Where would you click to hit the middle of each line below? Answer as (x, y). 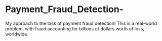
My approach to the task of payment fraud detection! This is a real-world (81, 23)
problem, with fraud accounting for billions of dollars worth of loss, (75, 28)
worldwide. (17, 34)
